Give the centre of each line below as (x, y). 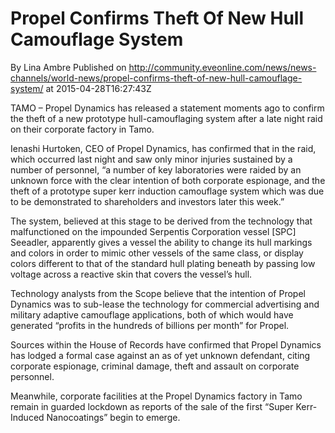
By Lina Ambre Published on (68, 67)
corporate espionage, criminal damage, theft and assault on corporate (155, 366)
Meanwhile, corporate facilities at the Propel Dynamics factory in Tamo (156, 396)
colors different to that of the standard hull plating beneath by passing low (163, 263)
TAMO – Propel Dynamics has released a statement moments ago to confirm (167, 108)
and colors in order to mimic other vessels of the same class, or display (157, 253)
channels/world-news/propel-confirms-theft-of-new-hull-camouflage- (156, 78)
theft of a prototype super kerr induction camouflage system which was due (167, 191)
